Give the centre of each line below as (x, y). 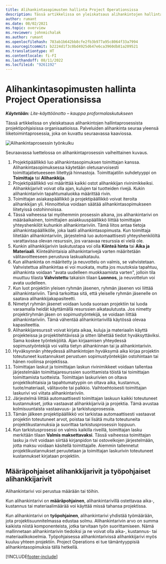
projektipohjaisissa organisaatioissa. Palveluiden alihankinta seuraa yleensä (82, 128)
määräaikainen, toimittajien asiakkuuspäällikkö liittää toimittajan (77, 220)
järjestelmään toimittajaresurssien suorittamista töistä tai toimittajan (81, 372)
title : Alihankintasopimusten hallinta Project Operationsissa (72, 10)
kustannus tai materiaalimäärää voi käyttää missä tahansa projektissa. (76, 506)
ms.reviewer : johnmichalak (33, 33)
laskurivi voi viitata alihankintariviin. (49, 393)
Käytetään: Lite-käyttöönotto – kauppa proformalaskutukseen (69, 114)
